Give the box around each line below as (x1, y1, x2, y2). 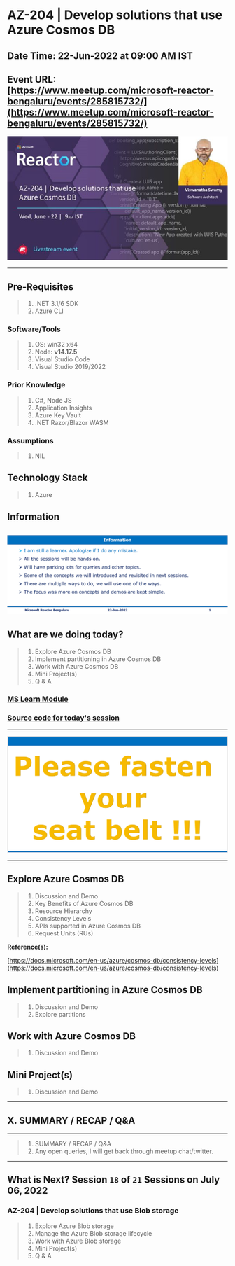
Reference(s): (7, 942, 49, 951)
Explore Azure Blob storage (34, 1222, 114, 1230)
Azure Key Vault (34, 410, 82, 419)
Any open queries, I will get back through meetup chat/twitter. (34, 1147, 213, 1155)
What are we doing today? (7, 629, 124, 641)
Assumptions (7, 436, 54, 445)
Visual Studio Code (34, 355, 90, 363)
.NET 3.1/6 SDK (34, 300, 79, 308)
